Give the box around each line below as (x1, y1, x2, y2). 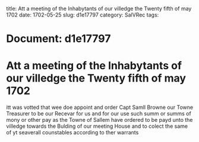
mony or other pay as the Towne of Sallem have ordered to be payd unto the (6, 117, 193, 124)
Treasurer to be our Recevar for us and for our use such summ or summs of (6, 110, 191, 117)
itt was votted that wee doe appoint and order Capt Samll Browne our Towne (6, 104, 194, 111)
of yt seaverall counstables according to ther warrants (6, 129, 139, 136)
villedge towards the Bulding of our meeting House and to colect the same (6, 122, 188, 130)
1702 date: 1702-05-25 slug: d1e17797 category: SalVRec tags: (6, 11, 159, 18)
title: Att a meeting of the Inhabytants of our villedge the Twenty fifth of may (6, 5, 192, 12)
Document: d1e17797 (6, 32, 111, 46)
